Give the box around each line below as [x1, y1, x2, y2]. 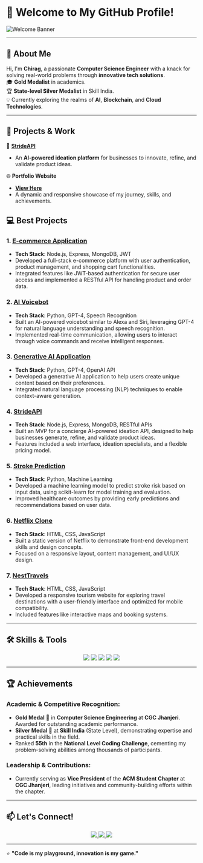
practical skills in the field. [14, 733, 80, 740]
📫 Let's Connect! [6, 812, 74, 822]
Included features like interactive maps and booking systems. [14, 611, 168, 618]
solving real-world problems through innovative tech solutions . [6, 71, 165, 78]
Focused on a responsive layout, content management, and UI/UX [14, 549, 179, 557]
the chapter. [14, 788, 45, 795]
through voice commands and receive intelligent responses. [14, 337, 164, 344]
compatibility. [14, 605, 49, 612]
